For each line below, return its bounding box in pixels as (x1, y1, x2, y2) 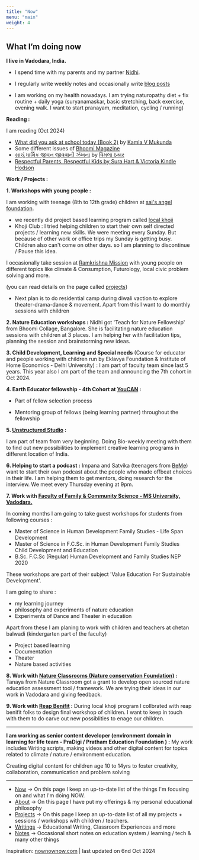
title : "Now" (6, 8, 38, 15)
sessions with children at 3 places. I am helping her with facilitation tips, (6, 331, 182, 339)
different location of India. (6, 450, 69, 458)
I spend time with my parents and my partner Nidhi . (14, 69, 140, 76)
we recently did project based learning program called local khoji (14, 217, 174, 224)
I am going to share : (6, 588, 56, 595)
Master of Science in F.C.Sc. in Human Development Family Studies (14, 540, 179, 547)
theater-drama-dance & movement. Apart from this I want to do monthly (14, 301, 191, 308)
